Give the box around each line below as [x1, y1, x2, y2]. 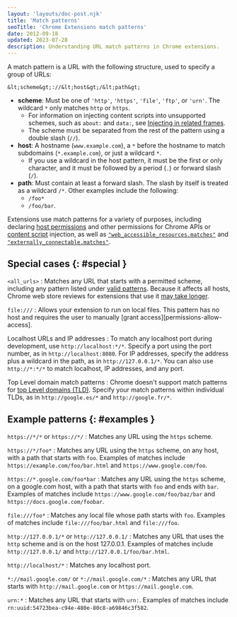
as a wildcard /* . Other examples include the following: [17, 187, 179, 194]
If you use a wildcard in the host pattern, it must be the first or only [28, 156, 223, 165]
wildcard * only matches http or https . [17, 104, 131, 112]
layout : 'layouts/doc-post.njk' [7, 10, 103, 18]
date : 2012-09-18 [7, 30, 59, 37]
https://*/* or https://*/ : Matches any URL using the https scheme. [7, 432, 214, 440]
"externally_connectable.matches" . [7, 237, 111, 246]
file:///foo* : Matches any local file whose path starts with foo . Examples [7, 510, 226, 519]
